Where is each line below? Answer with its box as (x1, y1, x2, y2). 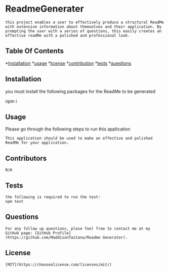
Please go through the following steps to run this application (5, 126, 131, 132)
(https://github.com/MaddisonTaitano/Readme (5, 235, 101, 240)
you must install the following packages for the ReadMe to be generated (5, 88, 156, 94)
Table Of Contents (5, 47, 64, 56)
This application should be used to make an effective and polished (5, 136, 153, 141)
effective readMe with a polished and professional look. (5, 33, 130, 38)
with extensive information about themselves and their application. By (5, 24, 162, 29)
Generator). (102, 235, 128, 240)
